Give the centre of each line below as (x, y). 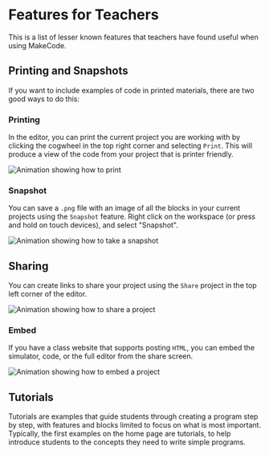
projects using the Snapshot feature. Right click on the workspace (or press (132, 217)
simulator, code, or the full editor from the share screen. (101, 356)
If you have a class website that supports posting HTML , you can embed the (132, 348)
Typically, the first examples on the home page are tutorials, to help (120, 434)
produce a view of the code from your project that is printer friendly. (121, 154)
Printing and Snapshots (68, 71)
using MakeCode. (37, 45)
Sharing (29, 266)
